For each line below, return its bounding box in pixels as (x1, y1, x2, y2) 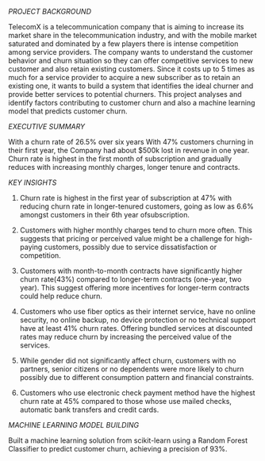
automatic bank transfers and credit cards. (19, 405, 159, 414)
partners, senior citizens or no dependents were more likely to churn (19, 364, 244, 374)
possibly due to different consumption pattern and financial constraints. (19, 373, 254, 382)
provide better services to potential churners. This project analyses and (8, 90, 242, 98)
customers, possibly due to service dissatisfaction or (44, 242, 217, 252)
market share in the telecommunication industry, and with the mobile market (8, 31, 257, 40)
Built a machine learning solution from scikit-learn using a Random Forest (8, 436, 248, 445)
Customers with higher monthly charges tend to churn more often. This (19, 225, 252, 235)
